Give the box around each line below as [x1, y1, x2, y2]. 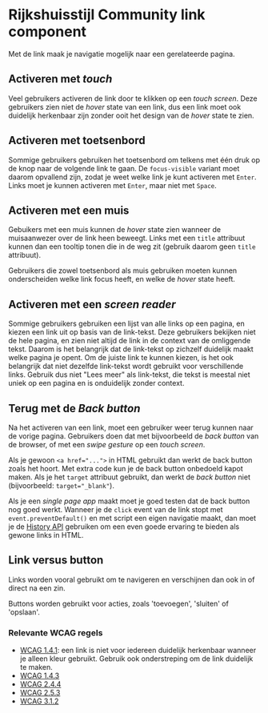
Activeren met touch [8, 72, 113, 86]
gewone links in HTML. [8, 531, 84, 539]
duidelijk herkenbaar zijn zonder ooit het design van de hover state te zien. [8, 110, 254, 120]
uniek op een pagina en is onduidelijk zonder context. [8, 379, 185, 388]
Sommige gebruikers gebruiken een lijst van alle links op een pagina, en [8, 318, 246, 329]
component [8, 22, 86, 41]
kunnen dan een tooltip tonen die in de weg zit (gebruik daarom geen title [8, 242, 256, 251]
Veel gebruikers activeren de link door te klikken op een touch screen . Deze [8, 94, 258, 103]
